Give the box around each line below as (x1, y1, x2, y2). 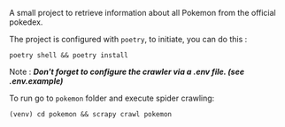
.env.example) (9, 76, 64, 86)
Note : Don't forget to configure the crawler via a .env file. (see (9, 66, 245, 77)
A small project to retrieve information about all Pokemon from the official (9, 8, 276, 18)
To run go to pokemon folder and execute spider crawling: (9, 93, 215, 103)
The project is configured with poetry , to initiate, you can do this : (9, 34, 248, 44)
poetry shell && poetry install (9, 51, 128, 60)
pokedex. (9, 17, 43, 27)
